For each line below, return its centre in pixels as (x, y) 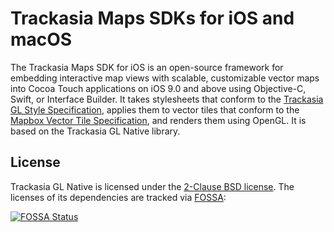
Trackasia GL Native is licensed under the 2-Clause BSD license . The (152, 186)
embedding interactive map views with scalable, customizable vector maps (165, 78)
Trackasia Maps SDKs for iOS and (152, 18)
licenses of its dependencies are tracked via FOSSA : (118, 197)
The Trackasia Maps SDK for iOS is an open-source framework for (147, 67)
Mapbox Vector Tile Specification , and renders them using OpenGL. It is (158, 120)
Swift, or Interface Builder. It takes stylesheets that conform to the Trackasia (167, 99)
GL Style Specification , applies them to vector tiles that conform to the (155, 109)
